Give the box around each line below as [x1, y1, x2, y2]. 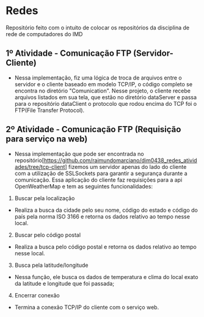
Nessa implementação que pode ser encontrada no [14, 150, 144, 157]
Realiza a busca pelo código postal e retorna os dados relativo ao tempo [14, 243, 197, 250]
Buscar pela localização [14, 194, 75, 202]
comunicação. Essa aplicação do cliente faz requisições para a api [14, 176, 183, 184]
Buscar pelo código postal [14, 231, 81, 239]
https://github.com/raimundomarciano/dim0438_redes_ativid [43, 157, 197, 164]
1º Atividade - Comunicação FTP [5, 48, 132, 59]
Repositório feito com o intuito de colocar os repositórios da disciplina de [5, 24, 190, 31]
